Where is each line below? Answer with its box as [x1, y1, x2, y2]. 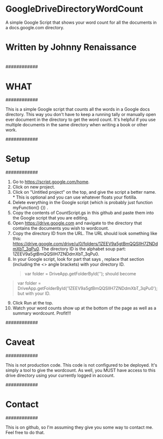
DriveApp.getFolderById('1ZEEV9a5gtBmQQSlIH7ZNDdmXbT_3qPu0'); [17, 286, 158, 291]
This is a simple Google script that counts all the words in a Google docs [5, 106, 150, 112]
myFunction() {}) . [12, 205, 48, 211]
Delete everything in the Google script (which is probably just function [12, 200, 153, 205]
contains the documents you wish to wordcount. [12, 225, 109, 231]
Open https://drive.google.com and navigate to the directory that [12, 220, 142, 226]
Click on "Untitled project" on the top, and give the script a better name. [12, 189, 157, 195]
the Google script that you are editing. [12, 215, 89, 221]
